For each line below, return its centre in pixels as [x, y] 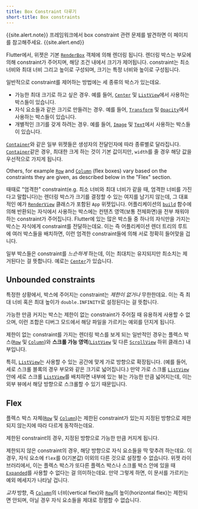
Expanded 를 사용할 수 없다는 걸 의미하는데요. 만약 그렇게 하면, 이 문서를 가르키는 [98, 473]
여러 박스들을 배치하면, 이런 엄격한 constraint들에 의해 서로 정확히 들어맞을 [98, 234]
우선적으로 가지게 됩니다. [34, 159]
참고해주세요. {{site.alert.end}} [48, 42]
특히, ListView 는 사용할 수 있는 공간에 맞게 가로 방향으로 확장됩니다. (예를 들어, [97, 362]
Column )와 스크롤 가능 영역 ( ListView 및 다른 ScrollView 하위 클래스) [106, 342]
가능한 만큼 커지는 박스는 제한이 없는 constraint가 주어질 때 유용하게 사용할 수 [95, 315]
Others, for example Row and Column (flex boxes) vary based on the [87, 171]
